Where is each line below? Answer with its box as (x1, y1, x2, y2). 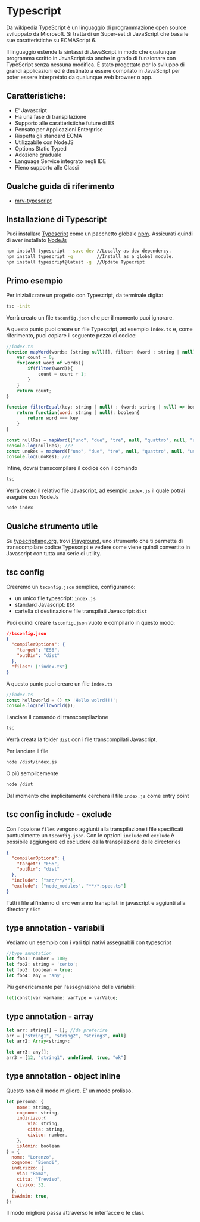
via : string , (27, 1121, 60, 1127)
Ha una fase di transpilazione (14, 113, 87, 120)
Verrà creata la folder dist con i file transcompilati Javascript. (6, 736, 158, 743)
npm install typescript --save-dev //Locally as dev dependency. (6, 248, 171, 254)
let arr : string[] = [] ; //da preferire (6, 1027, 108, 1033)
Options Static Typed (14, 145, 67, 152)
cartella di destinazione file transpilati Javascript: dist (14, 607, 148, 615)
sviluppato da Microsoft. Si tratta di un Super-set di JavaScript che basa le (6, 30, 189, 37)
